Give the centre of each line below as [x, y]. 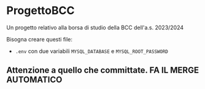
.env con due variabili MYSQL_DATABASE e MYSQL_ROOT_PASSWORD [92, 51]
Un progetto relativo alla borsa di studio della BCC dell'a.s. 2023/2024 [95, 27]
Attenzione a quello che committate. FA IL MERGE [103, 70]
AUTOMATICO [34, 80]
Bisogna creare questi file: [39, 39]
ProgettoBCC [41, 11]
